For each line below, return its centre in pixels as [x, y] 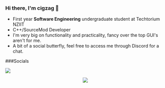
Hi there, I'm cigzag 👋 [32, 8]
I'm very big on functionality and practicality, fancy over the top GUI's [85, 35]
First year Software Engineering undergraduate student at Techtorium [86, 19]
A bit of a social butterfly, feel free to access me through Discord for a [86, 46]
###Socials [17, 61]
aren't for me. [27, 40]
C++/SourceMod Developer [42, 30]
